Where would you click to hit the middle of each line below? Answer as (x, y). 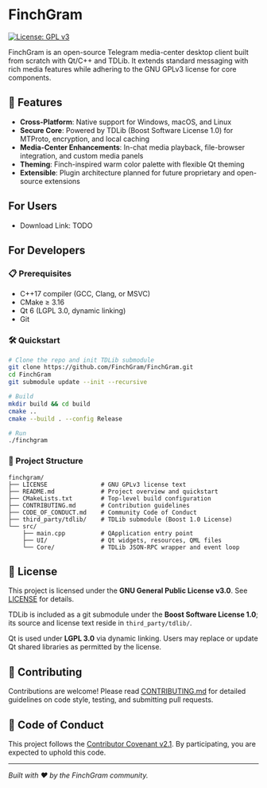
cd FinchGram (30, 375)
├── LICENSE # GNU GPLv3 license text (97, 484)
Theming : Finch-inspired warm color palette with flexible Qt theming (132, 164)
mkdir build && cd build (49, 404)
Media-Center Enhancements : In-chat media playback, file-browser (132, 147)
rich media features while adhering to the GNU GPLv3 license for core (122, 69)
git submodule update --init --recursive (78, 382)
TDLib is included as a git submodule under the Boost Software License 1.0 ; (133, 614)
